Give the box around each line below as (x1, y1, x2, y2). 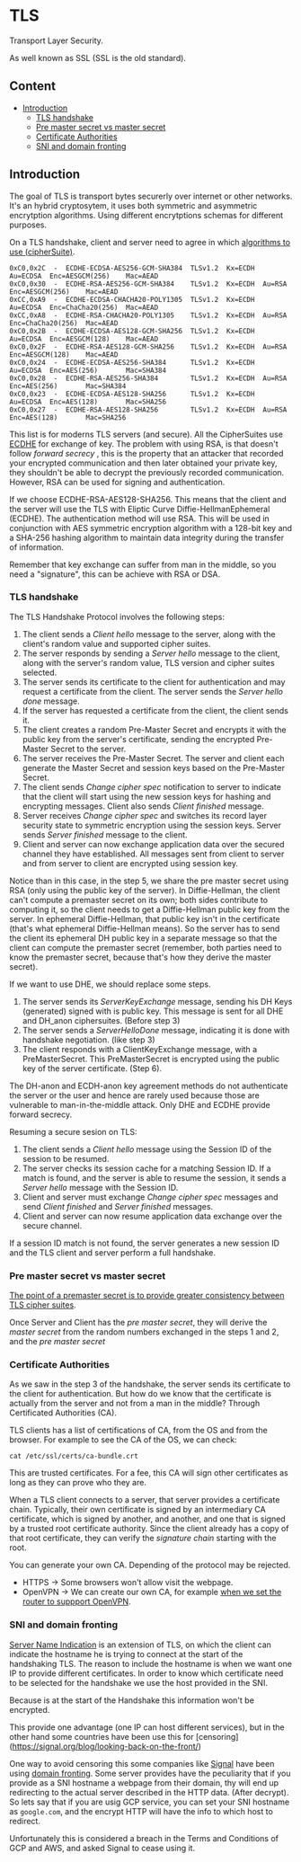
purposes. (9, 219, 48, 230)
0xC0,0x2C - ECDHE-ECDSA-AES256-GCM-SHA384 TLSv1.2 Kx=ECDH (9, 263, 255, 272)
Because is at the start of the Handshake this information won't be (9, 1695, 254, 1706)
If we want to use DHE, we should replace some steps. (9, 979, 211, 989)
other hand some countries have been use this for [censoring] (9, 1731, 239, 1742)
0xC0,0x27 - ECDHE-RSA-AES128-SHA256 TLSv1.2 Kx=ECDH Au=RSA (9, 405, 288, 414)
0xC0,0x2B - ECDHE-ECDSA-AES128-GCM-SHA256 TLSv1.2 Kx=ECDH (9, 326, 255, 335)
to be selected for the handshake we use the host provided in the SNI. (9, 1677, 268, 1688)
